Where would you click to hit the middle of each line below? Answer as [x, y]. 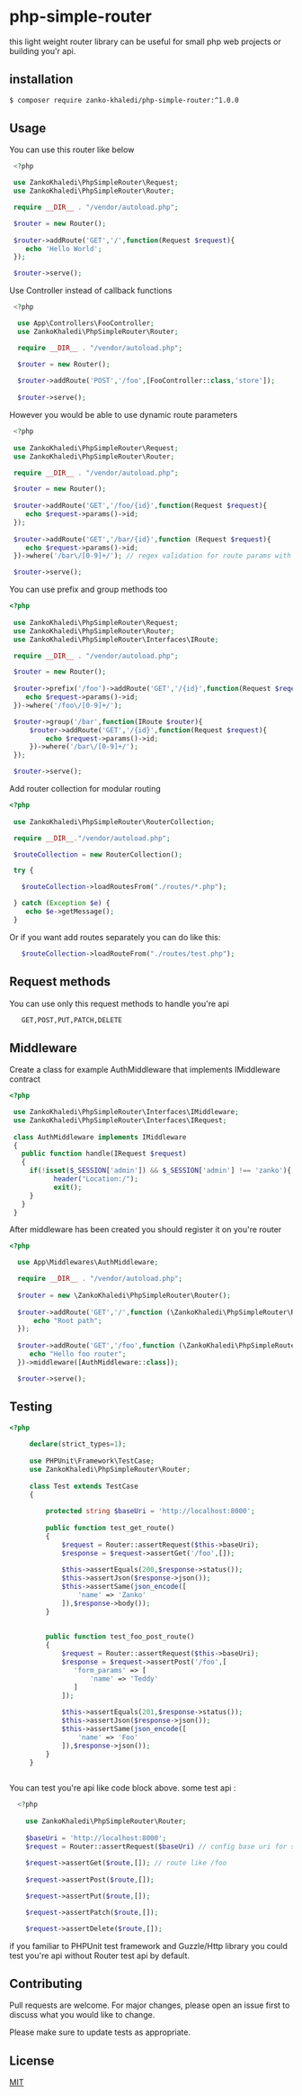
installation [41, 80]
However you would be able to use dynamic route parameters [124, 415]
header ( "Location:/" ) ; [96, 1179]
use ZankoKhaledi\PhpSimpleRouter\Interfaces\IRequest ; [120, 1120]
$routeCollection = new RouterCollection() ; [98, 854]
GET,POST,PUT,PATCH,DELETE [72, 1020]
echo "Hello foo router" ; [78, 1354]
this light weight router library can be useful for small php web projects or [145, 41]
